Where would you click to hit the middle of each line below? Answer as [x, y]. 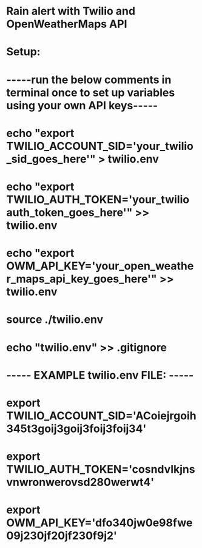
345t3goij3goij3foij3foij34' [76, 428]
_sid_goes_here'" [51, 159]
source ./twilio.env [55, 320]
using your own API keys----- [82, 105]
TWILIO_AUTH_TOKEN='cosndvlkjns [101, 469]
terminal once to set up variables [91, 93]
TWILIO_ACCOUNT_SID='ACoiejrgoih [101, 415]
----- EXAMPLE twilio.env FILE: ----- [100, 375]
